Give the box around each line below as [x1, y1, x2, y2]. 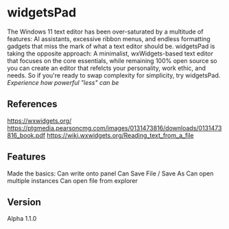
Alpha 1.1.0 [7, 215, 37, 223]
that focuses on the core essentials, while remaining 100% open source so [7, 56, 217, 64]
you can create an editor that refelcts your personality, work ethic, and [7, 64, 206, 72]
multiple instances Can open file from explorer [7, 176, 138, 184]
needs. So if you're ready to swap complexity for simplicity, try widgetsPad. [7, 71, 221, 80]
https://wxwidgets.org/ [7, 117, 72, 125]
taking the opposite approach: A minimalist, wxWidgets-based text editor [7, 49, 214, 58]
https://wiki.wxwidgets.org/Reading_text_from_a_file [47, 131, 194, 139]
